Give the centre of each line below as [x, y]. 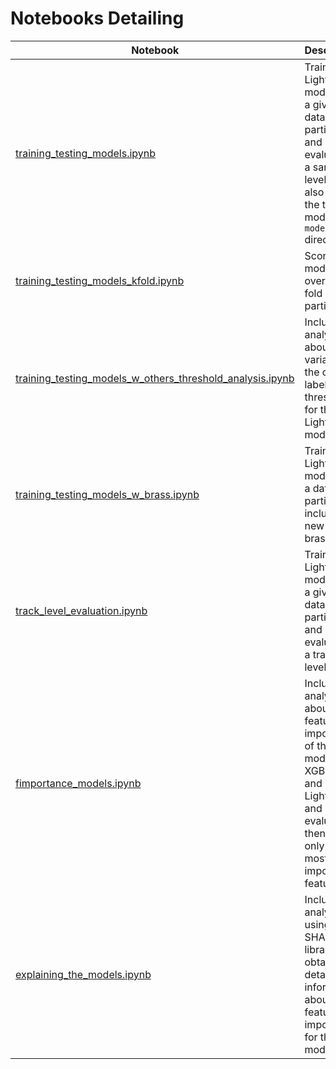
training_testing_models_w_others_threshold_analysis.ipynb [155, 378]
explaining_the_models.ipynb [83, 974]
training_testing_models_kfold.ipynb [100, 280]
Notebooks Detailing [97, 18]
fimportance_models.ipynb [78, 783]
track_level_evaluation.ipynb [81, 610]
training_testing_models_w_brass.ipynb [107, 494]
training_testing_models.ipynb [86, 153]
